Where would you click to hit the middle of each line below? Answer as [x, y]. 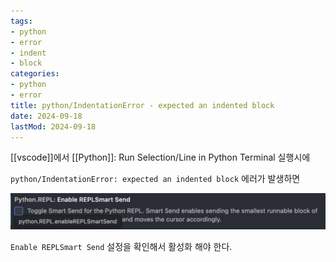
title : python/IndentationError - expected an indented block [142, 105]
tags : [21, 21]
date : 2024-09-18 [46, 116]
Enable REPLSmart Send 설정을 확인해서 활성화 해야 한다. [121, 247]
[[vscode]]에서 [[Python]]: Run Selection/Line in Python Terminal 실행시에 [160, 157]
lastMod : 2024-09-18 [53, 126]
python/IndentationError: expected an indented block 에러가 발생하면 [155, 179]
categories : [35, 74]
